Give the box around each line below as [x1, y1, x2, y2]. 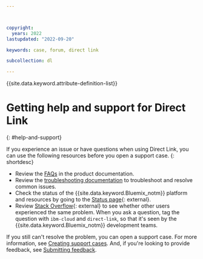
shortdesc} [6, 159, 34, 166]
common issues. [15, 183, 56, 191]
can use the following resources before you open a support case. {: [6, 152, 175, 159]
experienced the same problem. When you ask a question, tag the [15, 209, 180, 216]
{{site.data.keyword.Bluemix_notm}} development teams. [15, 221, 158, 229]
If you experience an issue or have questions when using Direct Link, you [6, 146, 189, 153]
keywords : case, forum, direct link [6, 47, 99, 53]
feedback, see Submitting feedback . [6, 246, 97, 254]
